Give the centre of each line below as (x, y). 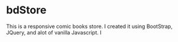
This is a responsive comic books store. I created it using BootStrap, (90, 26)
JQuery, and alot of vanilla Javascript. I (54, 32)
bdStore (26, 10)
